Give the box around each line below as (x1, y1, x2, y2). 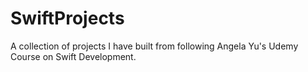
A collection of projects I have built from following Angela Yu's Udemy (10, 40, 299, 52)
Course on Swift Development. (10, 50, 137, 62)
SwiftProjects (10, 7, 125, 30)
